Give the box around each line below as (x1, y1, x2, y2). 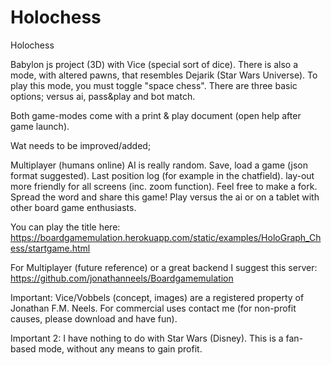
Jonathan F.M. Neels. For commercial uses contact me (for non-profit (10, 302, 297, 314)
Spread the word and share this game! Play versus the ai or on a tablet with (10, 191, 320, 203)
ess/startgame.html (10, 242, 91, 254)
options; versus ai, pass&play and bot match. (10, 90, 196, 102)
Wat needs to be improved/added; (10, 139, 152, 151)
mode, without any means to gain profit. (38, 342, 203, 355)
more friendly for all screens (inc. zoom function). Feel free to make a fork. (10, 180, 318, 192)
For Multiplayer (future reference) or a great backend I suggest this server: (10, 261, 318, 273)
